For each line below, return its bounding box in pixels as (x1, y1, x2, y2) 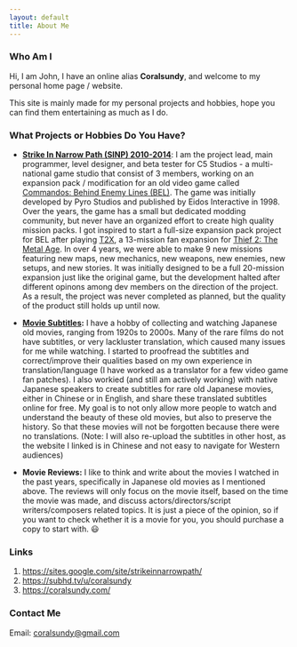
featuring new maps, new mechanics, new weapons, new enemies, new (21, 253, 286, 264)
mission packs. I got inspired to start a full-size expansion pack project (21, 225, 282, 236)
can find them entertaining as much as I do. (9, 107, 169, 117)
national (21, 168, 52, 179)
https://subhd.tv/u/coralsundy (21, 575, 132, 587)
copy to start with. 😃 (21, 523, 100, 534)
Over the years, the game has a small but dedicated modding (21, 206, 246, 217)
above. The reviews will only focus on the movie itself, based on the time (21, 486, 289, 497)
